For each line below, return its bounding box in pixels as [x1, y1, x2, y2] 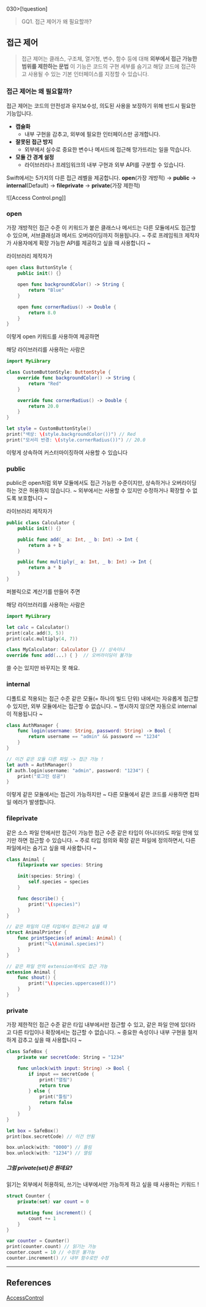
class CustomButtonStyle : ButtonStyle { [6, 369, 112, 376]
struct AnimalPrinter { [6, 929, 67, 935]
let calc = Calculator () [6, 624, 70, 630]
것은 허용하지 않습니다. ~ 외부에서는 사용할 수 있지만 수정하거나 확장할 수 [17, 487, 191, 494]
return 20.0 [28, 403, 59, 410]
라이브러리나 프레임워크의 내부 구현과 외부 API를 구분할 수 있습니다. [24, 161, 186, 169]
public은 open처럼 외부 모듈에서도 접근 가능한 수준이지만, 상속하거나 [6, 479, 170, 487]
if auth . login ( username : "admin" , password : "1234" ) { [6, 768, 150, 774]
